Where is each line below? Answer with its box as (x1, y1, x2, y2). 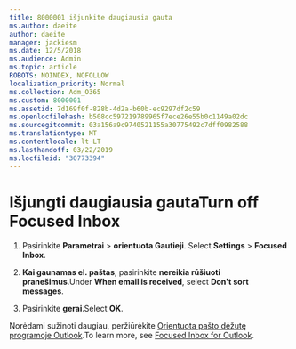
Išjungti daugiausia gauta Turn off (9, 192, 260, 212)
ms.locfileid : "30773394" (9, 153, 105, 163)
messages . (21, 286, 64, 296)
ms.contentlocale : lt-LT (9, 137, 101, 146)
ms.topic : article (9, 63, 77, 72)
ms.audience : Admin (9, 54, 82, 63)
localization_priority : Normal (9, 79, 125, 88)
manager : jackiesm (9, 37, 77, 47)
